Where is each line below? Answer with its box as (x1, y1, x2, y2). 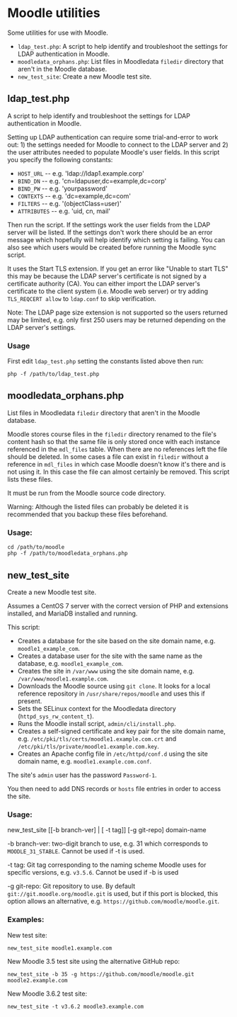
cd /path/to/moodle (7, 544, 65, 551)
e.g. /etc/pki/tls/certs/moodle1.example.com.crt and (17, 734, 177, 743)
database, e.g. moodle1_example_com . (17, 659, 124, 667)
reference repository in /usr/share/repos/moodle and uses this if (17, 689, 205, 698)
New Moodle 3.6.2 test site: (7, 989, 88, 998)
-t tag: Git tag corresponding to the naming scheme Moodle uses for (7, 860, 207, 869)
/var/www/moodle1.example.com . (17, 674, 109, 683)
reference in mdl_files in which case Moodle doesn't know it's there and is (7, 460, 226, 468)
